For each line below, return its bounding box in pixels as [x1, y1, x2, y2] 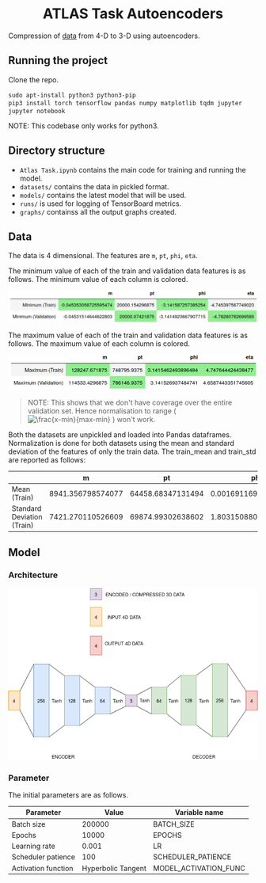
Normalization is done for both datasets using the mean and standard [8, 439, 235, 448]
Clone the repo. [8, 74, 59, 84]
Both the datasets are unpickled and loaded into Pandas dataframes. [8, 430, 232, 440]
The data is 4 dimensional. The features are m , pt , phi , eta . [8, 251, 198, 261]
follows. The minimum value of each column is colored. [8, 275, 188, 284]
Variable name [174, 808, 224, 817]
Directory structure [8, 144, 105, 158]
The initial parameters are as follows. [8, 790, 129, 800]
